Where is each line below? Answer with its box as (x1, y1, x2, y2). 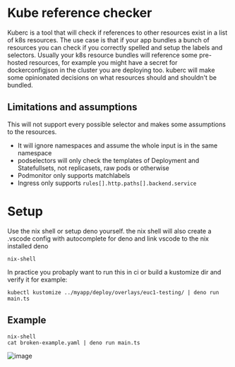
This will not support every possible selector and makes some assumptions (7, 120, 226, 128)
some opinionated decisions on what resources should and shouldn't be (7, 73, 217, 82)
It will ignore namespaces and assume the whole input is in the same (17, 141, 218, 150)
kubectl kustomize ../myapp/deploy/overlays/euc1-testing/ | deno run (7, 289, 219, 296)
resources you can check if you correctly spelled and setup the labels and (7, 43, 223, 52)
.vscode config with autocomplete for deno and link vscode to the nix (7, 234, 210, 243)
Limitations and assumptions (7, 101, 138, 114)
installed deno (7, 241, 49, 250)
